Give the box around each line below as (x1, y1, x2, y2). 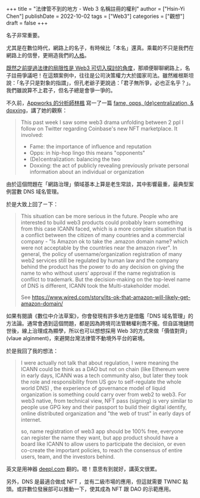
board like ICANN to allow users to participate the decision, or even (20, 440, 186, 447)
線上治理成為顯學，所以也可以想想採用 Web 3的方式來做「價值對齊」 (21, 327, 190, 334)
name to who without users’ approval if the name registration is (20, 270, 176, 276)
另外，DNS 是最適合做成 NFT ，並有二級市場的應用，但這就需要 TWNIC (6, 478, 182, 485)
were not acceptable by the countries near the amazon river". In (20, 244, 177, 251)
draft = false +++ (6, 20, 48, 26)
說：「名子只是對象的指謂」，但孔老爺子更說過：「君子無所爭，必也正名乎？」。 (6, 79, 194, 86)
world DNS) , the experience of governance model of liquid (20, 385, 165, 391)
